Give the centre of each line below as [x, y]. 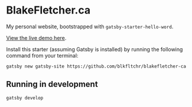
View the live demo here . [36, 38]
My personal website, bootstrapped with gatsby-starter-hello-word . [90, 26]
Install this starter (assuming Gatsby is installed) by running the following [95, 49]
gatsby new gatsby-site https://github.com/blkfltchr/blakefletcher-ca [96, 66]
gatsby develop [25, 98]
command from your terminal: [42, 55]
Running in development [52, 84]
